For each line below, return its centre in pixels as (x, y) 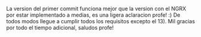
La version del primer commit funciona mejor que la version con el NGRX (96, 9)
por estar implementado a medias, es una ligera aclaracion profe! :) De (93, 15)
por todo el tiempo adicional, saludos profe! (60, 27)
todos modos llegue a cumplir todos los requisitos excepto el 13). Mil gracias (100, 21)
